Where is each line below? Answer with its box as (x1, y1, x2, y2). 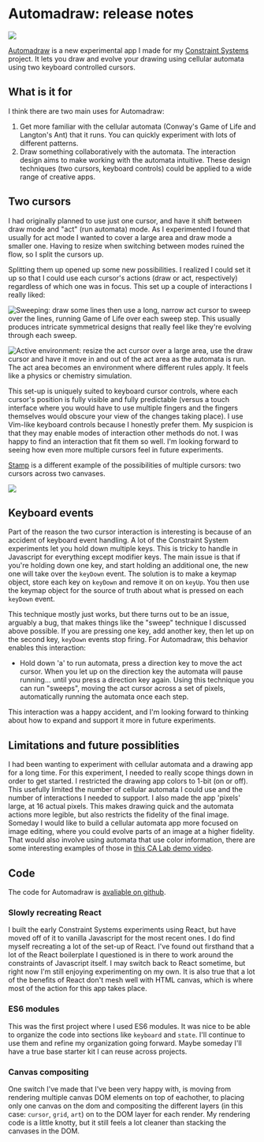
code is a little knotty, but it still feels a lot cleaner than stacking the (8, 1118, 227, 1127)
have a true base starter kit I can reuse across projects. (8, 1046, 188, 1056)
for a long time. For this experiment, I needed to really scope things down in (8, 768, 254, 778)
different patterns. (19, 138, 79, 148)
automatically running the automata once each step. (19, 692, 189, 701)
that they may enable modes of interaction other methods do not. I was (8, 428, 239, 438)
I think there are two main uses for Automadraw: (8, 106, 165, 115)
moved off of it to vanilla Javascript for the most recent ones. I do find (8, 934, 235, 943)
